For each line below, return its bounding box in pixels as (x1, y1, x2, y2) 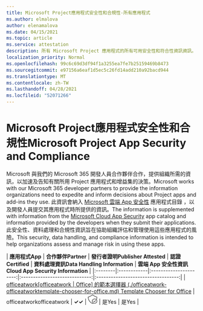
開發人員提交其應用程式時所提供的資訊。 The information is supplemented (11, 205, 195, 213)
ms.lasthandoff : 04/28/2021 (6, 86, 77, 92)
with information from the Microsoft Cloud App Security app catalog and (6, 212, 186, 220)
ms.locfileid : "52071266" (6, 92, 71, 99)
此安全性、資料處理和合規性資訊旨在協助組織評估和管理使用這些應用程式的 (6, 226, 192, 233)
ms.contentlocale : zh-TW (6, 80, 69, 86)
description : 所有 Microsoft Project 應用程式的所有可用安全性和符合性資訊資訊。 (6, 48, 196, 54)
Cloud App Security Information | (6, 267, 92, 274)
